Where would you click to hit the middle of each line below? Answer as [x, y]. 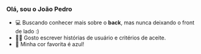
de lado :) [27, 32]
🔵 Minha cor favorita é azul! [50, 44]
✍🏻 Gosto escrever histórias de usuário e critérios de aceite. [90, 38]
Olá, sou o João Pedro [39, 9]
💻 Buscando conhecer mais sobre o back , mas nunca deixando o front [105, 22]
